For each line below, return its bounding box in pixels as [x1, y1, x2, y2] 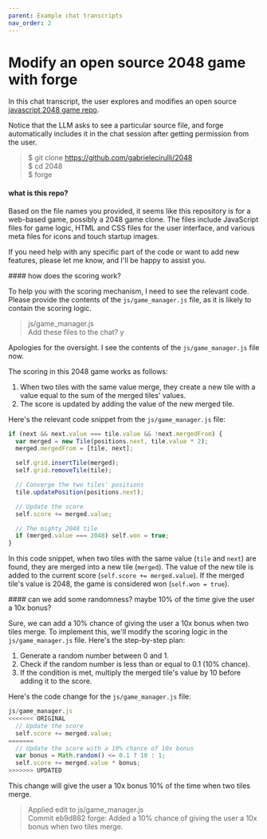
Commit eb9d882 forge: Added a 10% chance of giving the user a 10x [27, 813, 257, 823]
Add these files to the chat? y [27, 327, 124, 337]
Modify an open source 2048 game [8, 53, 246, 72]
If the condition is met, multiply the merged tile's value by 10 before [19, 668, 241, 678]
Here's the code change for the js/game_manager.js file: [8, 691, 191, 702]
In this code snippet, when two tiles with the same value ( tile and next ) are [8, 553, 257, 563]
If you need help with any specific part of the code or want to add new [8, 246, 240, 256]
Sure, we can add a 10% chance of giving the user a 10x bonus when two [8, 619, 249, 628]
